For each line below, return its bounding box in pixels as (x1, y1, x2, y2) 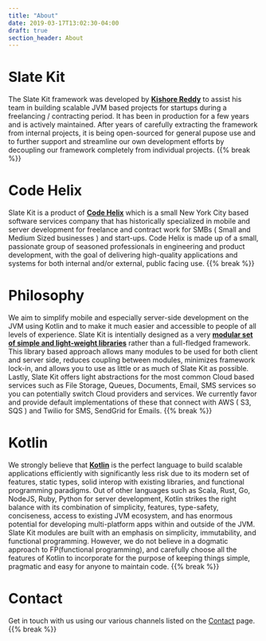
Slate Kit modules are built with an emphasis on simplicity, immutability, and (8, 528, 256, 537)
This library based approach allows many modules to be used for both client (8, 347, 258, 357)
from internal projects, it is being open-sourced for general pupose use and (8, 128, 256, 138)
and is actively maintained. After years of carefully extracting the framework (8, 120, 258, 130)
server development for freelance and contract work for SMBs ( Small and (8, 225, 251, 235)
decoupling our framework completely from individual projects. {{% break (8, 145, 251, 155)
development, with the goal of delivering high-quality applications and (8, 250, 238, 260)
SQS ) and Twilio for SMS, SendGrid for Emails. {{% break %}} (8, 406, 213, 416)
